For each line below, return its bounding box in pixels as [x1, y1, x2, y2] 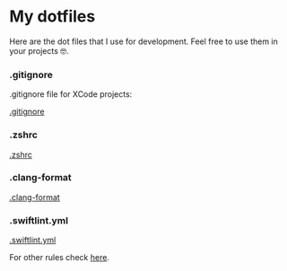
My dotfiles [9, 6, 96, 27]
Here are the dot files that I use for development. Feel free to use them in [9, 36, 278, 47]
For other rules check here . [9, 252, 110, 263]
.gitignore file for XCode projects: [9, 89, 133, 100]
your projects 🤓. [9, 45, 69, 56]
